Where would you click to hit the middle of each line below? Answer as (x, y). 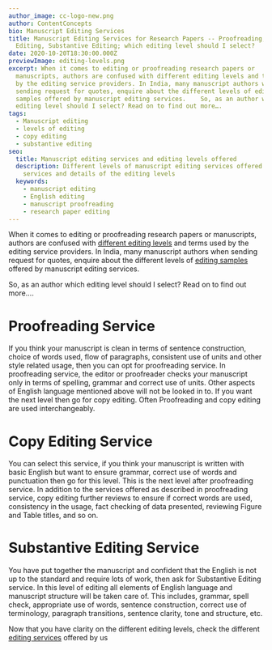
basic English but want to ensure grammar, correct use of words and (123, 472)
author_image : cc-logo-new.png (61, 16)
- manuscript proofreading (68, 204)
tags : (17, 114)
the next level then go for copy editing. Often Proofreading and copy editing (135, 400)
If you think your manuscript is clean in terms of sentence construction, (127, 348)
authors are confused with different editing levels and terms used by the (129, 243)
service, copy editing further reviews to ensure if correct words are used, (130, 498)
